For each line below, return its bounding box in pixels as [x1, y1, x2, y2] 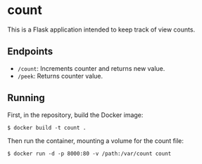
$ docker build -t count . [7, 124, 87, 131]
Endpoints [7, 46, 53, 57]
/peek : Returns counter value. [17, 71, 103, 80]
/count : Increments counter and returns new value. [17, 64, 165, 72]
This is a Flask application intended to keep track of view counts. [7, 25, 196, 34]
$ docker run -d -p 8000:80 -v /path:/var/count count [7, 150, 172, 157]
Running [7, 92, 46, 104]
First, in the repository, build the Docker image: [7, 111, 144, 119]
